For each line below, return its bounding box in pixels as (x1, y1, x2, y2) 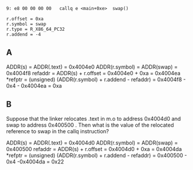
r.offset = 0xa (6, 16, 44, 22)
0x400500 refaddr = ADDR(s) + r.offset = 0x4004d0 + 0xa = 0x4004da (6, 145, 182, 152)
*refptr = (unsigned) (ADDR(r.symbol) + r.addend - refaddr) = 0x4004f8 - (6, 76, 186, 83)
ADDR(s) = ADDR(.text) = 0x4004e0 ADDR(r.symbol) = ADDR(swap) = (6, 63, 178, 70)
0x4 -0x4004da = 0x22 (6, 158, 64, 165)
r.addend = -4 (6, 31, 42, 37)
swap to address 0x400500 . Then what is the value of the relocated (6, 121, 174, 129)
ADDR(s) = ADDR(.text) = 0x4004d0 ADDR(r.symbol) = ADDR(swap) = (6, 139, 178, 146)
